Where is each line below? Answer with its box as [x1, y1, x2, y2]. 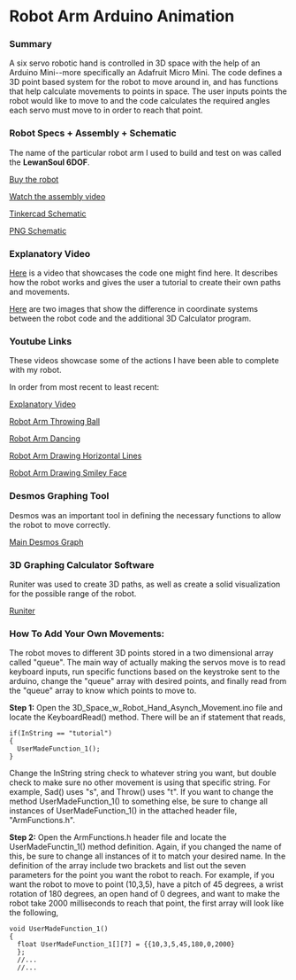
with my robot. [9, 365, 62, 376]
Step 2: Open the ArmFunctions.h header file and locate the [9, 832, 227, 843]
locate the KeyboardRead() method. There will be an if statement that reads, [9, 712, 286, 723]
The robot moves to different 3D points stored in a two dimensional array [9, 648, 274, 658]
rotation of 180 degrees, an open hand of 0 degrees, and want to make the [9, 889, 280, 899]
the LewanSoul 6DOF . [9, 157, 90, 167]
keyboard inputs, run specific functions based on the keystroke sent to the [9, 666, 280, 677]
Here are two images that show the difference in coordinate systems [9, 304, 259, 315]
